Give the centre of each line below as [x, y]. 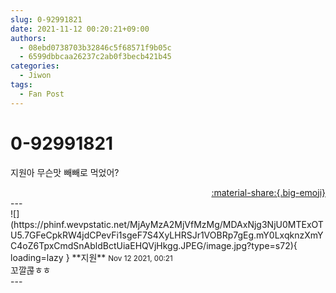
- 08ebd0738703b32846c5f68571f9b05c [95, 47]
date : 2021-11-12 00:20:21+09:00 [80, 29]
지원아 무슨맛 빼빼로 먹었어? [65, 172]
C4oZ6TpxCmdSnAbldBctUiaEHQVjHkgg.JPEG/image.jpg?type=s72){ [154, 245]
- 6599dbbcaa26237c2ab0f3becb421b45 [95, 57]
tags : [21, 85]
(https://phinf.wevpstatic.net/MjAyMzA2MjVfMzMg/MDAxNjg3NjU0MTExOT [167, 224]
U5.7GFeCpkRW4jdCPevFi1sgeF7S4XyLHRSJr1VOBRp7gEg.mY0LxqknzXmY [167, 235]
